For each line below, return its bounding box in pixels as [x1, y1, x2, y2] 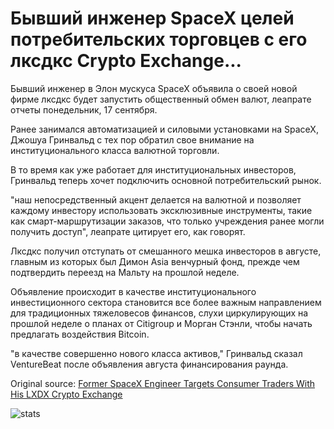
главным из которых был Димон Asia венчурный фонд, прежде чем [10, 255, 300, 267]
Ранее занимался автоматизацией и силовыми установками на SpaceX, [10, 123, 319, 135]
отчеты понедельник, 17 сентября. [10, 103, 158, 116]
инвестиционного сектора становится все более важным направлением [10, 296, 322, 308]
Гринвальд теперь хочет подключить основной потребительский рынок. [10, 174, 322, 186]
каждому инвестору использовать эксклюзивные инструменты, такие [10, 204, 313, 216]
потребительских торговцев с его [10, 28, 308, 51]
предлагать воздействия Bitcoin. [10, 328, 150, 340]
